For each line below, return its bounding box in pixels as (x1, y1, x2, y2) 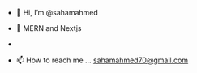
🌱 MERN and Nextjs (15, 24, 82, 32)
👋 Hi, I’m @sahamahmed (15, 8, 99, 17)
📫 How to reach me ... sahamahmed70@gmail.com (15, 55, 189, 65)
